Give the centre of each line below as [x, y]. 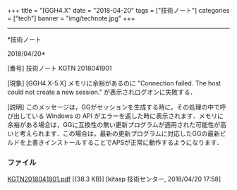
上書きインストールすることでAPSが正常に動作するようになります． [124, 142]
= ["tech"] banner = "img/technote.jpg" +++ [71, 18]
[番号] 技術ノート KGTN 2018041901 [60, 68]
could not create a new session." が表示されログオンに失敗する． [102, 92]
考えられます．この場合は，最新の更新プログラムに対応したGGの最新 [120, 133]
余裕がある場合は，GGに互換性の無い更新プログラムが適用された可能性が [114, 125]
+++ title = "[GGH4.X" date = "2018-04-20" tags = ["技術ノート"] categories [119, 10]
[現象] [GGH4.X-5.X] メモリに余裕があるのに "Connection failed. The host [114, 83]
